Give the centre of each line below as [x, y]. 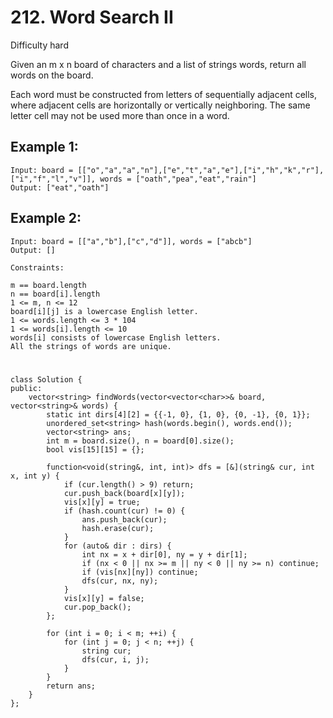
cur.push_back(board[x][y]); [124, 493]
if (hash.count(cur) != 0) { [124, 511]
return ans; [71, 686]
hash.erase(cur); [118, 528]
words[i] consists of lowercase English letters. [116, 337]
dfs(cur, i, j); [115, 659]
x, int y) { [35, 476]
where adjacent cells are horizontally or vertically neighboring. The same [160, 105]
